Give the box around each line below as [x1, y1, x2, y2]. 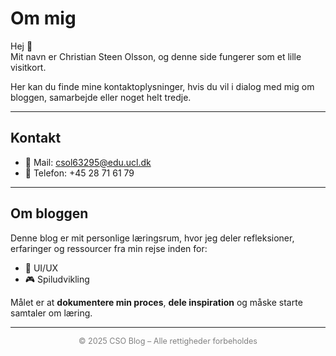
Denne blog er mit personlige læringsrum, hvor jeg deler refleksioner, [10, 232, 295, 244]
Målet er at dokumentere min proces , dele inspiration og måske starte [10, 296, 303, 308]
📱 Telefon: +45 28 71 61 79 [24, 167, 135, 179]
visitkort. [10, 61, 47, 73]
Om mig [10, 7, 77, 30]
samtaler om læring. [10, 307, 93, 319]
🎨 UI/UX [24, 262, 59, 274]
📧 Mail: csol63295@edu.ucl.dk [24, 156, 152, 168]
